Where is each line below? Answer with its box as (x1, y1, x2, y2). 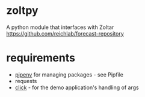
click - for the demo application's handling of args (14, 84, 140, 91)
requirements (6, 51, 75, 65)
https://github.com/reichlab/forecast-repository (6, 30, 125, 37)
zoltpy (6, 4, 39, 17)
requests (14, 77, 37, 84)
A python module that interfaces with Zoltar (6, 23, 114, 31)
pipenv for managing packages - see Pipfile (14, 70, 124, 78)
